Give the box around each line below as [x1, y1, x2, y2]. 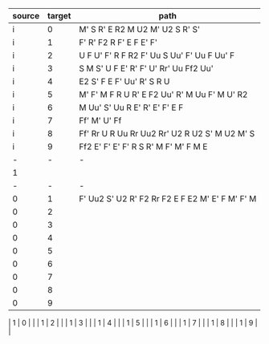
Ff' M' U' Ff [79, 115, 122, 126]
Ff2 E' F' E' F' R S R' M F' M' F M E [79, 141, 208, 152]
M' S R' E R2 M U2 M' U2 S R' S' [79, 24, 201, 34]
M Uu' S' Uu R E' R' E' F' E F [79, 102, 184, 113]
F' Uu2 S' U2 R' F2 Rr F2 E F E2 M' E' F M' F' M [79, 193, 257, 204]
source [12, 10, 40, 21]
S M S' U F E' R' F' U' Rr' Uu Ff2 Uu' [79, 63, 214, 74]
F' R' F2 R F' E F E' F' [79, 37, 158, 47]
